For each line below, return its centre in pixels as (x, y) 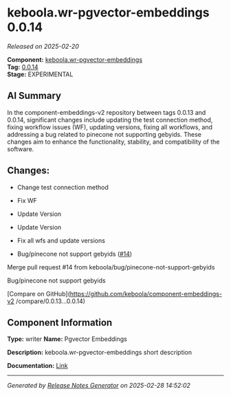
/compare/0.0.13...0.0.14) (51, 301)
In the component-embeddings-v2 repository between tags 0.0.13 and (107, 112)
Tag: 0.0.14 (23, 67)
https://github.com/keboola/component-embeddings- (146, 294)
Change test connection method (63, 187)
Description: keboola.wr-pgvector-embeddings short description (100, 353)
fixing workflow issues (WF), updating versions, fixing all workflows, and (110, 127)
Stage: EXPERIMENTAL (40, 74)
